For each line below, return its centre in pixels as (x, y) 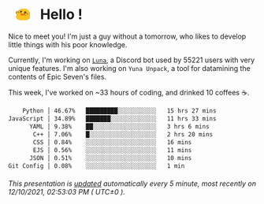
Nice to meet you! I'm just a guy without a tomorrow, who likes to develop (127, 36)
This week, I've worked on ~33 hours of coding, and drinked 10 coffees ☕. (129, 93)
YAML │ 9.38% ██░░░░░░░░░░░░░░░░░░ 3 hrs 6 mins (119, 127)
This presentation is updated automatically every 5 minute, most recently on (132, 184)
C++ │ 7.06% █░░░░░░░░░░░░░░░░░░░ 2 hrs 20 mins (123, 135)
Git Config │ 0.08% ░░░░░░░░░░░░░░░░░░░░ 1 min (97, 166)
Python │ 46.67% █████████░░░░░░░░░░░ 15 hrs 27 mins (119, 111)
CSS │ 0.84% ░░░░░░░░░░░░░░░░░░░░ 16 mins (112, 143)
